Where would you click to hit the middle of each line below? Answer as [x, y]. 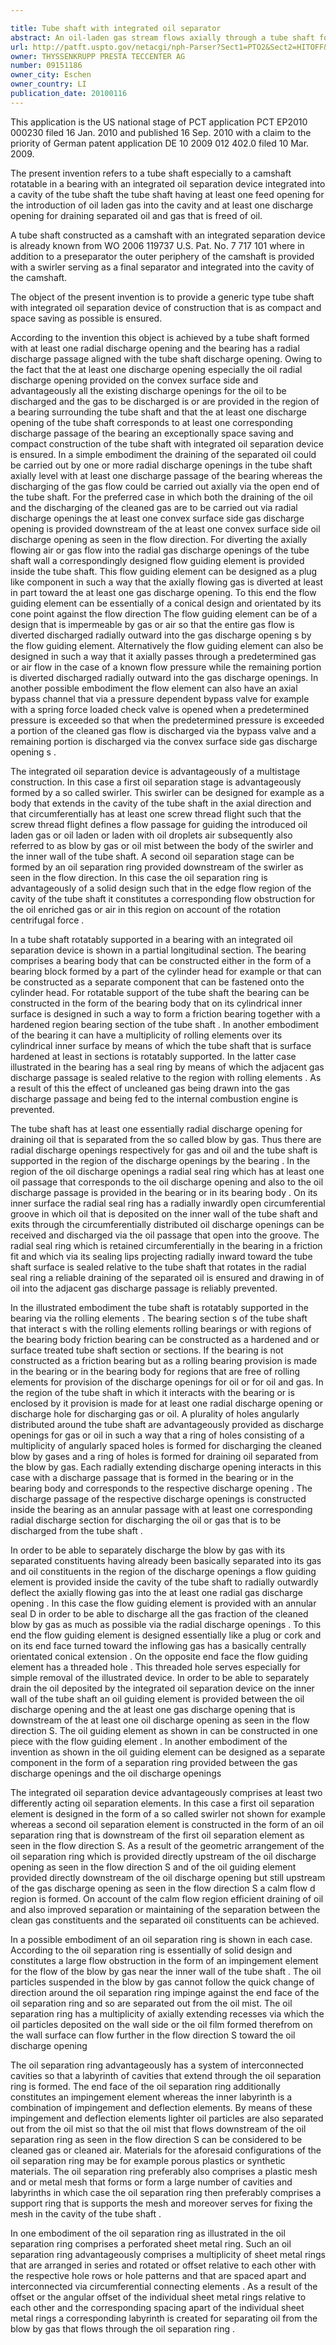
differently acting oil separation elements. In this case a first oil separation [162, 1803]
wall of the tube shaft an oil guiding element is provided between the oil [157, 1698]
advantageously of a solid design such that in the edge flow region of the [161, 888]
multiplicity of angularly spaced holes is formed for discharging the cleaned [166, 1445]
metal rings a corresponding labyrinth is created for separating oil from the [164, 2318]
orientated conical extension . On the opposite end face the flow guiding [159, 1656]
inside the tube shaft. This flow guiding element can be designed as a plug [164, 571]
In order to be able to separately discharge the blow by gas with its [148, 1550]
